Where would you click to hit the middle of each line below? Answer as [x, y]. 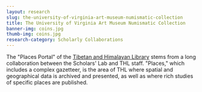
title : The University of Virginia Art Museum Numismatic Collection [96, 23]
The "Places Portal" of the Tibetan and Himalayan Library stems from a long [101, 57]
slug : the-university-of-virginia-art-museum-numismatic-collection [95, 17]
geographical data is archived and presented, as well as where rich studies [100, 76]
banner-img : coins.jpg [35, 29]
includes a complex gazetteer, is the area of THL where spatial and [90, 69]
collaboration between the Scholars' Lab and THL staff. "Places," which [96, 63]
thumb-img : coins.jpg [34, 34]
